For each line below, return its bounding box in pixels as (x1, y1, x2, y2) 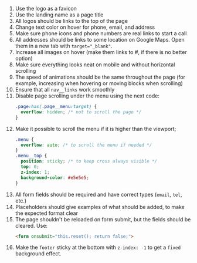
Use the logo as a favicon (15, 5, 77, 12)
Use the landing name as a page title (15, 11, 104, 18)
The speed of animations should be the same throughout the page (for (15, 73, 185, 80)
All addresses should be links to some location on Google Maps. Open (15, 36, 185, 43)
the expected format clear (15, 210, 79, 217)
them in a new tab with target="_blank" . (15, 42, 113, 49)
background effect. (15, 250, 62, 257)
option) (15, 55, 33, 62)
